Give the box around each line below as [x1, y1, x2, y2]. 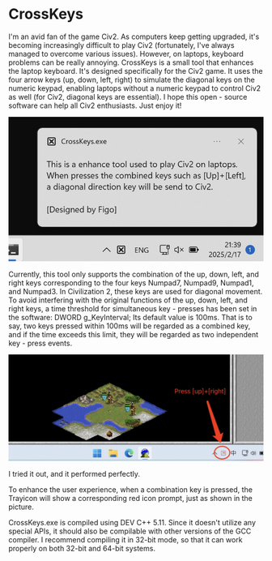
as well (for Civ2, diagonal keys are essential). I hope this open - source [8, 92, 248, 101]
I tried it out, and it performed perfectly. [8, 469, 140, 478]
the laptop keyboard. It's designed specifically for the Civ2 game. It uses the [8, 66, 263, 75]
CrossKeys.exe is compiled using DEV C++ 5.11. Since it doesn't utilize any [8, 518, 257, 527]
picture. [8, 502, 35, 512]
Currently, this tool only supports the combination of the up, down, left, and [8, 269, 259, 279]
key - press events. [8, 338, 73, 348]
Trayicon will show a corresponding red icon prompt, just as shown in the [8, 494, 253, 503]
